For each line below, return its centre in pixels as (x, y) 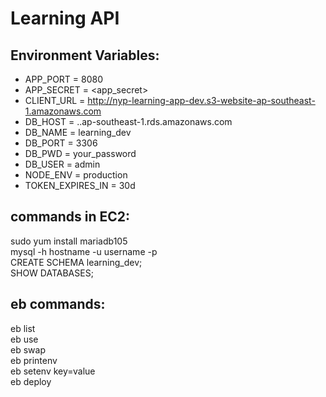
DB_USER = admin (62, 164)
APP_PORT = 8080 (64, 79)
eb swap (28, 349)
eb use (24, 339)
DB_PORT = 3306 (61, 143)
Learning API (65, 18)
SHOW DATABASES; (52, 273)
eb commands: (58, 304)
